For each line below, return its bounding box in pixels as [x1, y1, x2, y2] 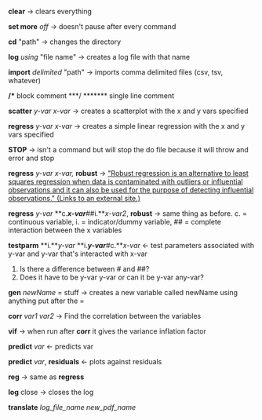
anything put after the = [8, 296, 85, 305]
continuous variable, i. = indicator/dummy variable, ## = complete [8, 217, 222, 226]
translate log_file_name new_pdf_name [8, 403, 136, 411]
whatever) [8, 76, 42, 85]
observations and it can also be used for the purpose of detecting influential [8, 185, 254, 195]
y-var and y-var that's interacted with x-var [8, 249, 147, 258]
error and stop [8, 153, 55, 163]
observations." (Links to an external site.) [8, 194, 141, 203]
